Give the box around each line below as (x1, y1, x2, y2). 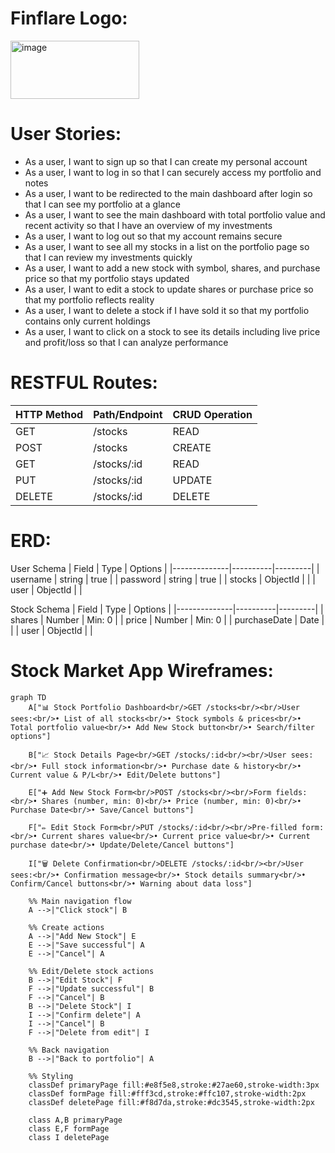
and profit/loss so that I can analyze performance (24, 336, 229, 348)
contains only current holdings (24, 315, 151, 327)
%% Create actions (28, 922, 105, 932)
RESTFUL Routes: (10, 372, 158, 394)
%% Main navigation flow (28, 896, 132, 906)
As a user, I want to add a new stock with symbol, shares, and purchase (24, 262, 321, 274)
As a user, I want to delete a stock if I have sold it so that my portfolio (24, 304, 310, 316)
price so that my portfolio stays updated (24, 272, 190, 284)
